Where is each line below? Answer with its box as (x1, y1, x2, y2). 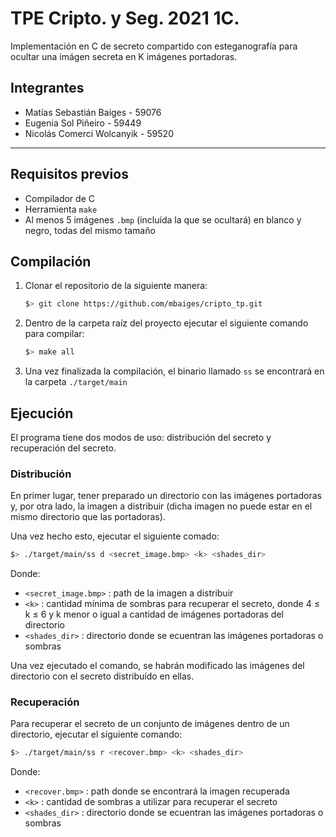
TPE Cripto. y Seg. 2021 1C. (10, 7, 240, 30)
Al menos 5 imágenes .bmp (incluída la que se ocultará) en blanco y (24, 213, 302, 226)
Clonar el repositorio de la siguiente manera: (24, 280, 208, 292)
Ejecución (10, 405, 74, 422)
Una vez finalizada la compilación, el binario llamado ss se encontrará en (24, 365, 325, 377)
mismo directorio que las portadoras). (10, 511, 166, 523)
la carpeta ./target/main (24, 376, 128, 388)
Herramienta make (24, 203, 98, 215)
